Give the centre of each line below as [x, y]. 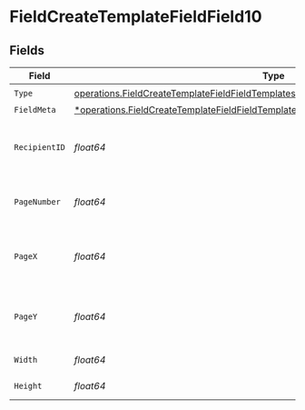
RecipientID [40, 147]
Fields [27, 50]
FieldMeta [35, 110]
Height [28, 386]
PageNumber [37, 202]
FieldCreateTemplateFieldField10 [136, 17]
